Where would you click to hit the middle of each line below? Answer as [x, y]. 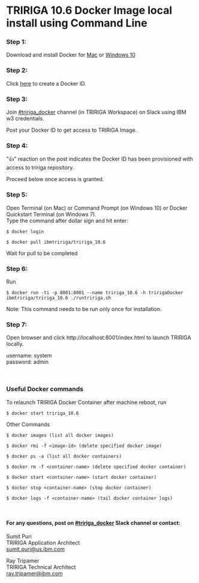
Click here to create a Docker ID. [46, 83]
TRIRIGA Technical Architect [41, 567]
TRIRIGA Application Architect [43, 542]
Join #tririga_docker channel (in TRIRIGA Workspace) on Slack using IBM [97, 112]
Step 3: [17, 99]
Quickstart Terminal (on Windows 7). [52, 214]
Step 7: [16, 324]
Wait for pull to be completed [42, 253]
